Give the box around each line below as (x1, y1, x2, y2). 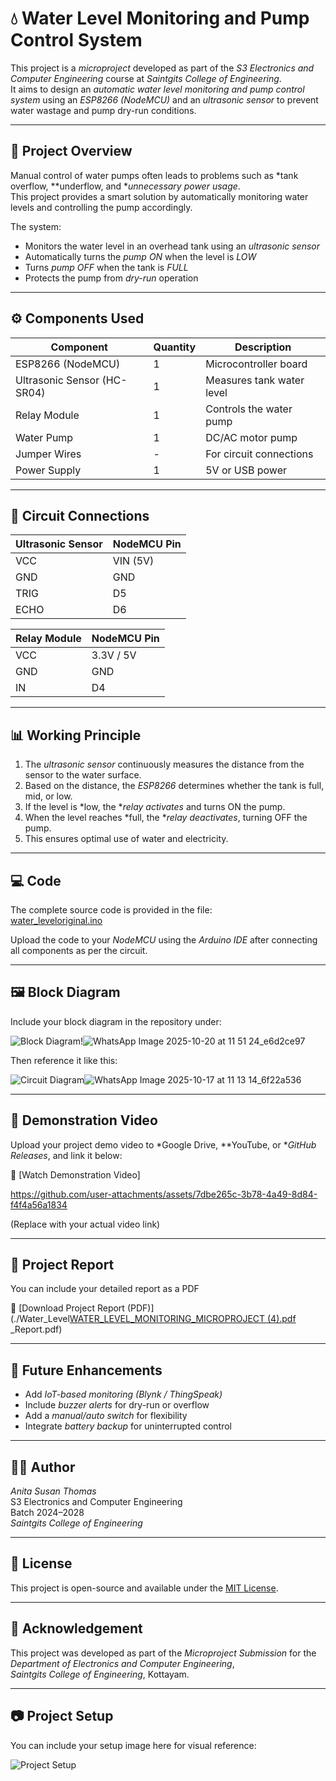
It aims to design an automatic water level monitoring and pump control (10, 83, 305, 95)
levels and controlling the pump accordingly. (10, 201, 193, 213)
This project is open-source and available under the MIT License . (10, 1582, 279, 1594)
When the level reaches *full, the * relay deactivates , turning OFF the (24, 812, 308, 824)
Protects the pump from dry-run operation (24, 272, 199, 284)
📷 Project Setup (10, 1708, 114, 1725)
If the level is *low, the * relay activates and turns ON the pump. (24, 801, 286, 813)
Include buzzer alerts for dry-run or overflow (24, 1399, 210, 1411)
